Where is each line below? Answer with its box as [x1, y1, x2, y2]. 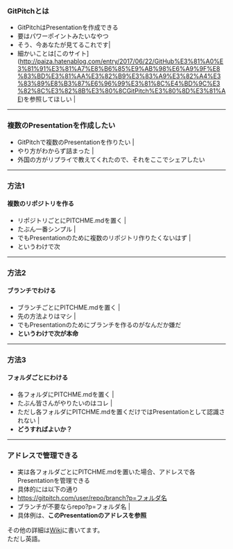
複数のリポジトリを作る [7, 200, 74, 208]
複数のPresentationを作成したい [7, 120, 116, 130]
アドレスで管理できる [7, 450, 78, 460]
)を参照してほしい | [21, 95, 76, 104]
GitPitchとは [7, 6, 50, 15]
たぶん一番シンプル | [17, 225, 76, 233]
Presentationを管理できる [17, 477, 90, 485]
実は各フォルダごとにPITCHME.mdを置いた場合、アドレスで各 [17, 468, 196, 476]
